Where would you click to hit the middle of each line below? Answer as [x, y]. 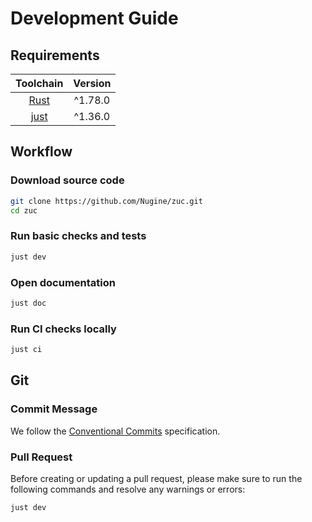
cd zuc [24, 210]
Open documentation [63, 282]
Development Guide [94, 18]
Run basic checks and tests [78, 236]
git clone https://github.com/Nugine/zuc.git [106, 201]
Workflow [41, 152]
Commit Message [54, 409]
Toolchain [39, 83]
